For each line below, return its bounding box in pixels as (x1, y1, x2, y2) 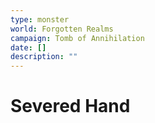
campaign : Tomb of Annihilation (10, 33, 145, 43)
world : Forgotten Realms (10, 24, 114, 34)
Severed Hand (10, 95, 131, 118)
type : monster (10, 14, 70, 25)
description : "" (10, 52, 78, 62)
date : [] (10, 42, 47, 53)
